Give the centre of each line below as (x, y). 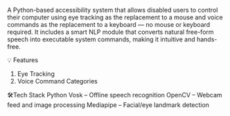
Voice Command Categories (57, 81)
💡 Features (23, 60)
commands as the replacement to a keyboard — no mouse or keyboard (109, 25)
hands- (207, 39)
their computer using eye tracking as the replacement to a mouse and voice (115, 17)
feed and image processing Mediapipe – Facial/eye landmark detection (108, 105)
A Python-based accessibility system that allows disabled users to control (113, 10)
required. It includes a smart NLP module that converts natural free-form (110, 32)
